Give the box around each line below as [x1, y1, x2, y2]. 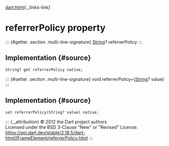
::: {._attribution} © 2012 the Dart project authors [5, 119, 107, 125]
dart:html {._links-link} [5, 5, 51, 10]
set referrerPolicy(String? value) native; [5, 109, 99, 115]
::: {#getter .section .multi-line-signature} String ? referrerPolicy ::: [5, 39, 143, 45]
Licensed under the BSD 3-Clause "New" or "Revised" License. [5, 124, 138, 130]
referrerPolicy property [5, 22, 106, 34]
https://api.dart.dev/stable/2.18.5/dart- [5, 129, 86, 135]
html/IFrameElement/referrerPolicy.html [5, 135, 88, 141]
